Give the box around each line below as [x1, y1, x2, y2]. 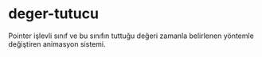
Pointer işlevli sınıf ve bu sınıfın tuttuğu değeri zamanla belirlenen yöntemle [8, 31, 255, 40]
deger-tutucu [8, 5, 100, 23]
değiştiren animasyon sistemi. [8, 39, 106, 48]
